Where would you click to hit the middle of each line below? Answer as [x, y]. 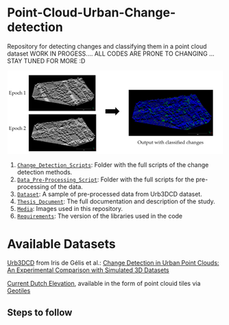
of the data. [67, 187]
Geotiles [19, 291]
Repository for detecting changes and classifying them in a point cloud [107, 46]
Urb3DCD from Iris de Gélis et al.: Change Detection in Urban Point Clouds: [113, 263]
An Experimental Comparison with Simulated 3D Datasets [88, 270]
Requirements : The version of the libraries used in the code [100, 216]
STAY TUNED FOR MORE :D [46, 60]
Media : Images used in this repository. [70, 209]
